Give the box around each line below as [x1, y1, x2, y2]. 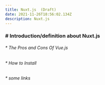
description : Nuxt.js [5, 16, 50, 21]
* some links [5, 75, 31, 81]
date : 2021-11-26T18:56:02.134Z [5, 12, 72, 17]
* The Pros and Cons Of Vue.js [5, 45, 68, 51]
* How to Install [5, 60, 37, 66]
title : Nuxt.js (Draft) [5, 7, 56, 12]
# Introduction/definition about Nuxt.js [5, 32, 101, 39]
